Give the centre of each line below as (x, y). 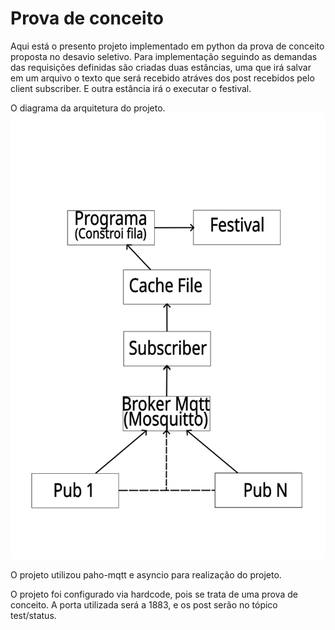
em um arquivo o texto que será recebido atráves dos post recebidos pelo (162, 78)
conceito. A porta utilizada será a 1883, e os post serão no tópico (144, 604)
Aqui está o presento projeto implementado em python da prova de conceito (167, 46)
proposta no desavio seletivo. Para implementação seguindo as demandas (164, 56)
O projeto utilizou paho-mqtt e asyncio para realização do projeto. (146, 574)
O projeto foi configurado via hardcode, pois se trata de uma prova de (154, 594)
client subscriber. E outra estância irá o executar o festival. (131, 88)
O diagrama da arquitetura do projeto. (88, 108)
